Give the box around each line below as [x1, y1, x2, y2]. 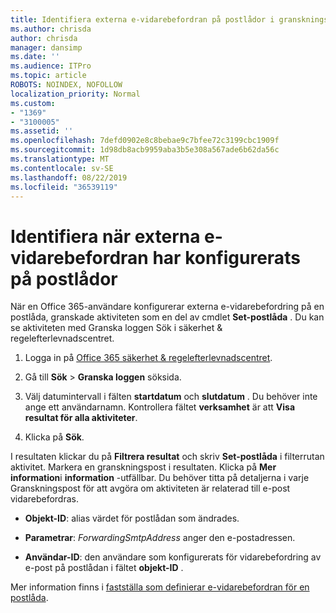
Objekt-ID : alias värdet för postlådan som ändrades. [24, 512, 240, 525]
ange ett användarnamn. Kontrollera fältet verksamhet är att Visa [24, 401, 296, 413]
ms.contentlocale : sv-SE [10, 163, 114, 173]
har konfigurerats [152, 246, 301, 269]
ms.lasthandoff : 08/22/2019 [10, 172, 128, 183]
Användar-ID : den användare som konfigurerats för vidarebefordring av [24, 551, 322, 563]
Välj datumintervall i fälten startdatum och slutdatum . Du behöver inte [24, 391, 318, 403]
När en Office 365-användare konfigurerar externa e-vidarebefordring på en [10, 301, 325, 313]
